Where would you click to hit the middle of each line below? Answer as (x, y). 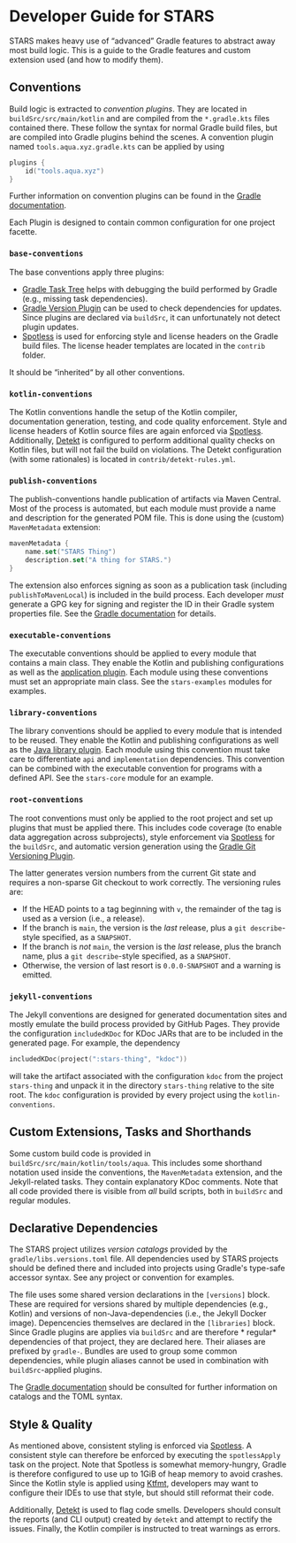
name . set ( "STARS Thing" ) (71, 552)
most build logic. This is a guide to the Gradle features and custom (130, 50)
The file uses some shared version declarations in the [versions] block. (140, 1295)
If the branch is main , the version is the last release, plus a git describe (152, 928)
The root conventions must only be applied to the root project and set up (141, 818)
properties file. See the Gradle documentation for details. (113, 613)
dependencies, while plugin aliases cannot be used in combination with (139, 1361)
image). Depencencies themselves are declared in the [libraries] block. (142, 1323)
